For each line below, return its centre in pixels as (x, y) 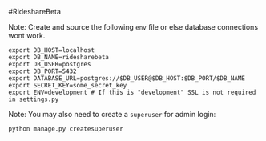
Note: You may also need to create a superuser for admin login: (112, 114)
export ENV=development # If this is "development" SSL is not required (132, 92)
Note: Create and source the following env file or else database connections (133, 27)
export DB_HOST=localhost (51, 50)
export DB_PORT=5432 (43, 71)
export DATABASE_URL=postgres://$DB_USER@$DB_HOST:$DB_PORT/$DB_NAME (127, 79)
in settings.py (34, 99)
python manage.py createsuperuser (66, 129)
